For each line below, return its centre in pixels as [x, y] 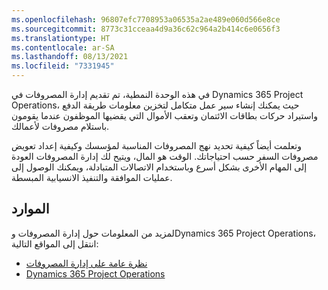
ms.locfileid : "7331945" [63, 66]
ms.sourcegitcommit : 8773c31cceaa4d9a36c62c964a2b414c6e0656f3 [146, 29]
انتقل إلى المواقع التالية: [55, 243]
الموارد [30, 209]
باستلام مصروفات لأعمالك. [60, 126]
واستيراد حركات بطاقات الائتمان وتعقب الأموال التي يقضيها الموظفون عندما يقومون [165, 115]
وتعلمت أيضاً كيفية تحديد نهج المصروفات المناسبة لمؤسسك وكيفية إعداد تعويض [157, 145]
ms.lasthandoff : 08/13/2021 [70, 57]
